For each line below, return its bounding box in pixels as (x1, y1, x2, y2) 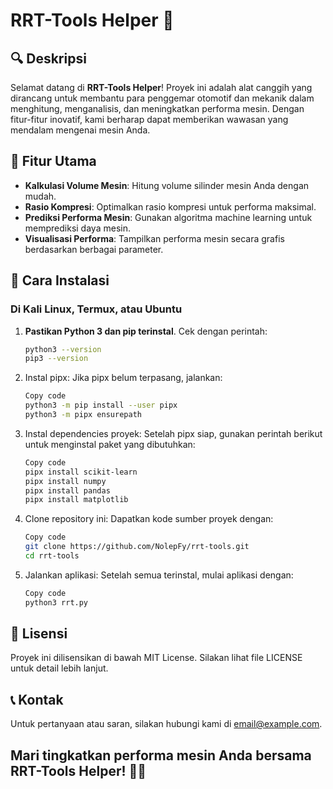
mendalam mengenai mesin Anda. (10, 124, 151, 136)
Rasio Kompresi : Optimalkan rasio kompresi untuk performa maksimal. (24, 200, 317, 213)
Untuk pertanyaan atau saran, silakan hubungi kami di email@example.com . (10, 718, 323, 730)
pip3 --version (24, 354, 89, 364)
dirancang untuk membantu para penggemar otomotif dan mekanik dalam (10, 92, 315, 104)
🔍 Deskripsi (10, 50, 87, 67)
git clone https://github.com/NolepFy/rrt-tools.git (24, 542, 250, 552)
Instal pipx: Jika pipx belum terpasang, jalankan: (24, 372, 223, 384)
